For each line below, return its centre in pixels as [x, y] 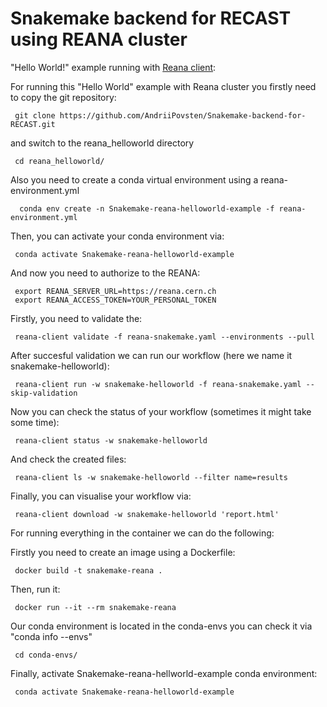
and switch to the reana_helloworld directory [102, 143]
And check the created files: [68, 459]
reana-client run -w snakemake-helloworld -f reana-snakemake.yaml [158, 384]
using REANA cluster [99, 39]
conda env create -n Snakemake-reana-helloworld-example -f [147, 208]
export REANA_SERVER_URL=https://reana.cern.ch [115, 291]
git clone [35, 115]
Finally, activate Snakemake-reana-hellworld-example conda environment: [164, 673]
